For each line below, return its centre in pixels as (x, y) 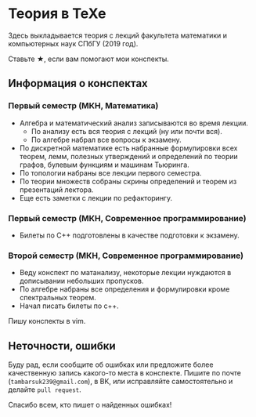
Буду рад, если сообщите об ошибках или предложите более (111, 364)
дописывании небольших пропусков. (81, 281)
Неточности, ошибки (62, 346)
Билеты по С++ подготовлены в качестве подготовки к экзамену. (130, 235)
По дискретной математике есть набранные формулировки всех (128, 148)
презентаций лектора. (56, 190)
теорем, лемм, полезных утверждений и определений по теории (129, 156)
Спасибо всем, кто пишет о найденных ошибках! (90, 405)
